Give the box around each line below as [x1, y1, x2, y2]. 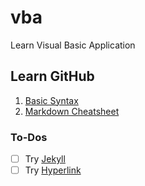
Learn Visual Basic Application [10, 39, 136, 51]
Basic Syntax [24, 94, 79, 106]
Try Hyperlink [24, 164, 82, 176]
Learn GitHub [10, 68, 95, 85]
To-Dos [10, 130, 48, 144]
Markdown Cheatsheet [24, 105, 120, 117]
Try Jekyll [24, 153, 66, 165]
